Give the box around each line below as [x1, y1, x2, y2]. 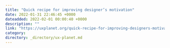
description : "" [5, 21, 39, 26]
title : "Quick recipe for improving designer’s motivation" [5, 7, 135, 12]
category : [5, 30, 26, 35]
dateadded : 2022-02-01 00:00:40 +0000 [5, 16, 87, 21]
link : [5, 26, 17, 31]
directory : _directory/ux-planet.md [5, 35, 82, 40]
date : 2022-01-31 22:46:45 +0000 [5, 12, 76, 17]
